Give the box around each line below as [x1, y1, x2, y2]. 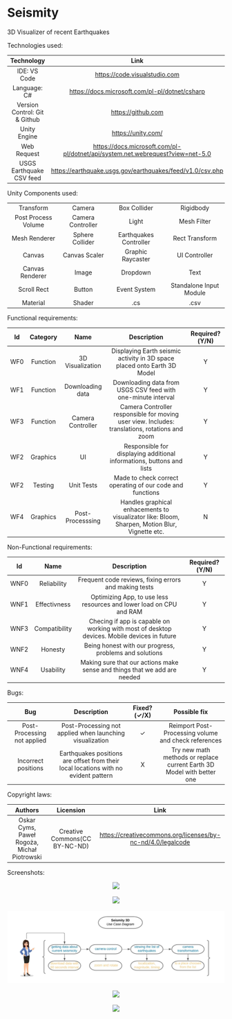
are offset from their [62, 757, 119, 765]
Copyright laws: [7, 790, 52, 799]
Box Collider [118, 204, 154, 212]
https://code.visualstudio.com [95, 71, 180, 79]
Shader [72, 298, 94, 306]
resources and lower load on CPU [81, 600, 177, 608]
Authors [14, 805, 39, 814]
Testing [32, 480, 55, 489]
